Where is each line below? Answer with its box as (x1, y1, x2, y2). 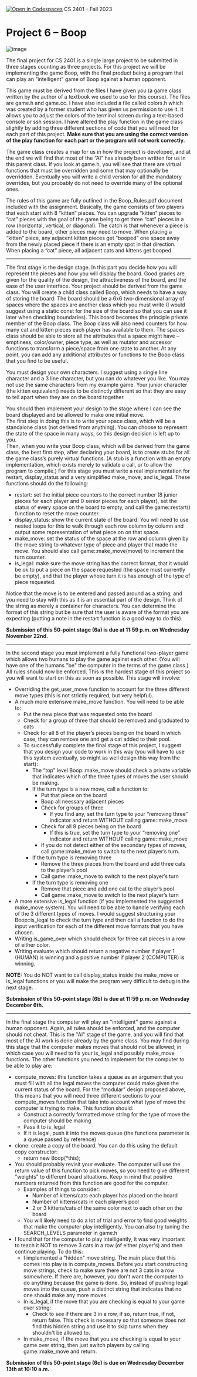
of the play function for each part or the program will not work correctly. (6, 137, 185, 144)
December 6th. (6, 1001, 44, 1008)
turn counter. (14, 553, 46, 561)
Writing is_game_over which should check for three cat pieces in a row (14, 935, 186, 942)
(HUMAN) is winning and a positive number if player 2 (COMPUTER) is (14, 954, 185, 961)
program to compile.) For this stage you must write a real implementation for (6, 467, 191, 474)
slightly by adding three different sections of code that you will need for (6, 124, 179, 131)
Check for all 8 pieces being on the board (40, 822, 141, 830)
